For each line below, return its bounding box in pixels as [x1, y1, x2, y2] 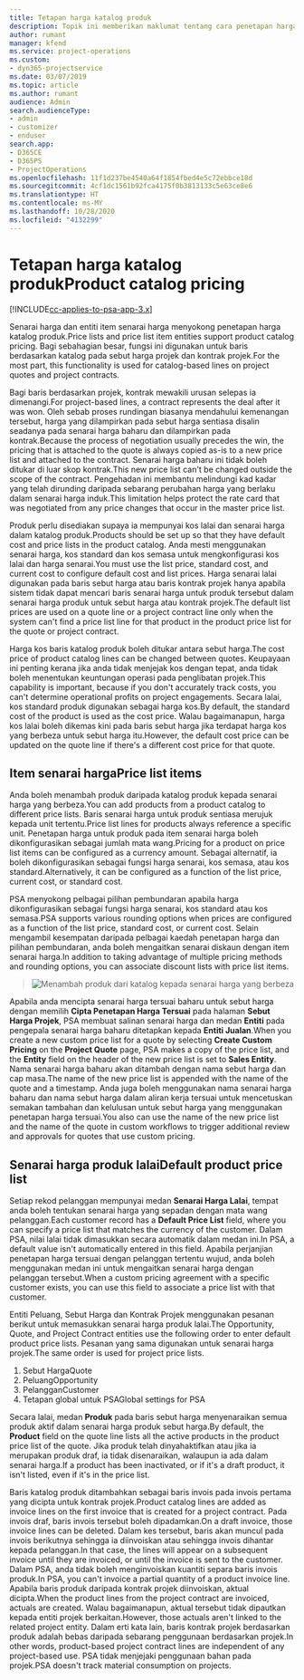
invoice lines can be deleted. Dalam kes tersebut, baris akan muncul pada [9, 1525, 284, 1536]
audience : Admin [9, 97, 71, 107]
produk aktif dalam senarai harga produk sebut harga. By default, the [9, 1421, 264, 1432]
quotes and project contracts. [9, 369, 120, 380]
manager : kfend [9, 38, 67, 48]
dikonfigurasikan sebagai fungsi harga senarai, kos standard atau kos [9, 903, 269, 915]
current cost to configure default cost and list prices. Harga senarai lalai [9, 568, 278, 579]
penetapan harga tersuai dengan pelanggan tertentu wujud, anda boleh [9, 1253, 275, 1264]
